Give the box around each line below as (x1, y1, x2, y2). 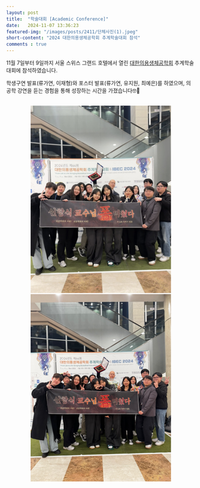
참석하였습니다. (22, 67, 58, 74)
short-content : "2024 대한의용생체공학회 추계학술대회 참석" (6, 35, 141, 41)
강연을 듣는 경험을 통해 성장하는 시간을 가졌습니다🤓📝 (17, 87, 140, 94)
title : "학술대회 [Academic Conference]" (6, 16, 109, 22)
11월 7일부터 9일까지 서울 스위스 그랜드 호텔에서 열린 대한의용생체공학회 (6, 59, 174, 66)
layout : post (6, 10, 39, 16)
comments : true (6, 41, 47, 47)
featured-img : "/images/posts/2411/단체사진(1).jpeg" (6, 29, 138, 35)
